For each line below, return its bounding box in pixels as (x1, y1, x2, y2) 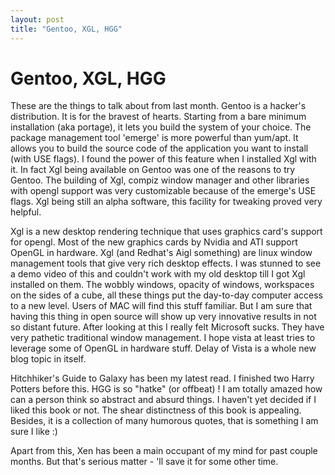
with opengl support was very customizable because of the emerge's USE (10, 185, 317, 197)
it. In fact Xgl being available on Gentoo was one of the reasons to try (10, 164, 296, 176)
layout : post (10, 14, 65, 25)
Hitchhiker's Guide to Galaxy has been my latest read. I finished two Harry (10, 372, 315, 385)
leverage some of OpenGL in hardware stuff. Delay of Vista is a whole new (10, 342, 317, 355)
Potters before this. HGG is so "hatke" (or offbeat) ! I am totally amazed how (10, 383, 323, 395)
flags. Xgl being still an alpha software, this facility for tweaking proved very (10, 196, 323, 208)
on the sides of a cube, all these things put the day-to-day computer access (10, 289, 323, 301)
